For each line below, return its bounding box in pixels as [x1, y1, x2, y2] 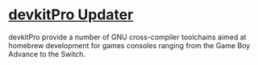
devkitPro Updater [8, 6, 134, 24]
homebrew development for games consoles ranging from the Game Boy [8, 40, 251, 50]
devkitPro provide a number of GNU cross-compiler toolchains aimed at [8, 32, 247, 42]
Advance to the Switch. [8, 49, 86, 59]
